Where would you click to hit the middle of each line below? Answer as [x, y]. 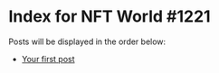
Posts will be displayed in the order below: [87, 41]
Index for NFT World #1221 [109, 17]
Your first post [48, 59]
